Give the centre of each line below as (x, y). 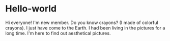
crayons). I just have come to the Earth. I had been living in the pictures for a (85, 27)
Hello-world (31, 9)
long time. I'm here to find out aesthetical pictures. (58, 33)
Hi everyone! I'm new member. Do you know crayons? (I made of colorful (82, 22)
